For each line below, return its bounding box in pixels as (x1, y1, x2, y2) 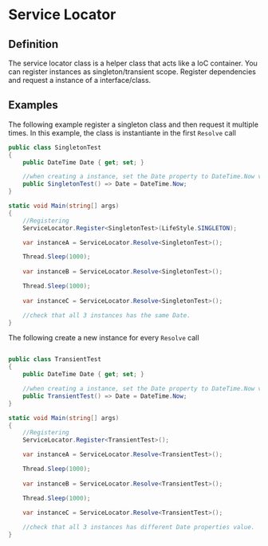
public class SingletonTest (8, 143, 102, 151)
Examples (8, 98, 58, 112)
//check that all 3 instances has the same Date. (22, 311, 191, 320)
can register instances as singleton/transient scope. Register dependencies (8, 67, 257, 77)
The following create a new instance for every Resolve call (8, 333, 199, 343)
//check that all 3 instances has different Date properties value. (22, 524, 255, 532)
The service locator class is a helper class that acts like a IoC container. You (8, 58, 258, 68)
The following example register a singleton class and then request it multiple (8, 120, 259, 129)
